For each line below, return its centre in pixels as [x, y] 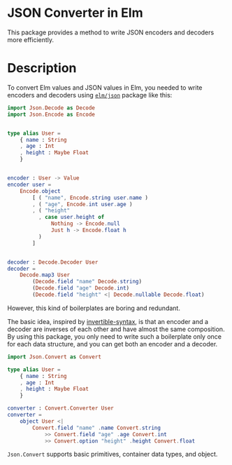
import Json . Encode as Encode [51, 114]
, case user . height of [71, 217]
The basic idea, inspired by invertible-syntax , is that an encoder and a [108, 321]
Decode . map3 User [45, 275]
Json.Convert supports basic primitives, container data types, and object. [113, 454]
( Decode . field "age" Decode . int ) [81, 288]
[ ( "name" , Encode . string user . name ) [90, 198]
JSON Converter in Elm [75, 13]
